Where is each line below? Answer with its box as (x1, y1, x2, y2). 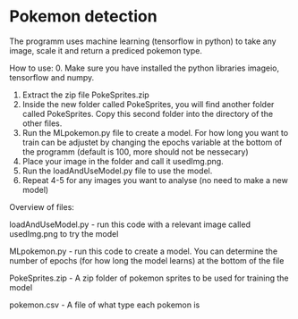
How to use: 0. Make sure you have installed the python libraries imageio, (9, 63, 280, 73)
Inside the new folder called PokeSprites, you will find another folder (21, 98, 275, 109)
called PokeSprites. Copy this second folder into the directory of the (21, 108, 274, 119)
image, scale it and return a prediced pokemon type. (9, 45, 203, 55)
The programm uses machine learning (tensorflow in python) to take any (9, 36, 277, 46)
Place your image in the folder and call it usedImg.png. (21, 155, 224, 166)
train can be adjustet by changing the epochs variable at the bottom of (21, 137, 283, 147)
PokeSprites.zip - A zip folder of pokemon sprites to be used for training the (9, 273, 289, 283)
